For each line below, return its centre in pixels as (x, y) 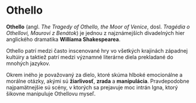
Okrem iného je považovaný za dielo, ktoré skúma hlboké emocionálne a (94, 75)
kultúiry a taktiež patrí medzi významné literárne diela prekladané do (90, 57)
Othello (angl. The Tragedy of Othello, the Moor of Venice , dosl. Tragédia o (98, 27)
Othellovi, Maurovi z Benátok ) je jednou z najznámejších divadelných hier (96, 33)
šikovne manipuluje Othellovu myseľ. (51, 94)
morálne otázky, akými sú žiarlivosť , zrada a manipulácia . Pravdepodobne (98, 81)
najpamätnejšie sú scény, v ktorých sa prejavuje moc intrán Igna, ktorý (92, 87)
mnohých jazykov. (28, 63)
